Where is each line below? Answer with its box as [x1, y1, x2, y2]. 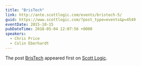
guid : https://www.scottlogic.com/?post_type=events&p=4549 [5, 17, 136, 22]
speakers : [5, 31, 27, 36]
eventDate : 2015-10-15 [5, 21, 54, 27]
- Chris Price [10, 36, 40, 41]
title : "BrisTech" [5, 7, 44, 13]
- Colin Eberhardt [10, 41, 50, 46]
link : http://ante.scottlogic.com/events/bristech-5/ [5, 12, 123, 17]
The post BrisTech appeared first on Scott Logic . [5, 55, 107, 61]
